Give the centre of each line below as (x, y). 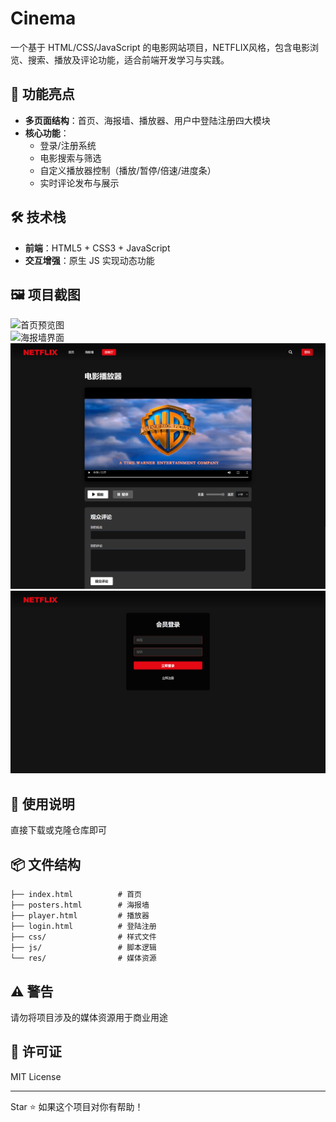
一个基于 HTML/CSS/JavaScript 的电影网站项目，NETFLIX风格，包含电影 (160, 47)
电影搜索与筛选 (70, 158)
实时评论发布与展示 (79, 183)
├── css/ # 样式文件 (83, 937)
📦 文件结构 (46, 864)
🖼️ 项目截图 (45, 294)
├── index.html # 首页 (76, 895)
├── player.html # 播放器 (80, 916)
